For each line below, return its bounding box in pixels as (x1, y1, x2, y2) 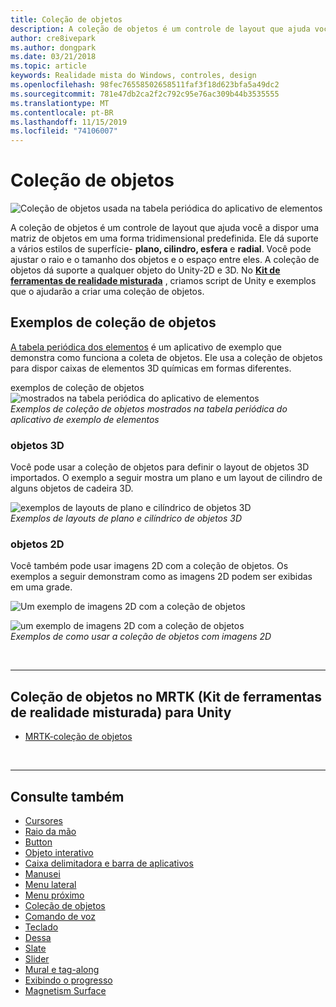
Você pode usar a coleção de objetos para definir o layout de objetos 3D (10, 461, 310, 473)
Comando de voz (24, 911, 96, 923)
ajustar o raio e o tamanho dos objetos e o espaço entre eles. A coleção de (10, 254, 320, 266)
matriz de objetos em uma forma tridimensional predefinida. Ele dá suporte (10, 232, 319, 245)
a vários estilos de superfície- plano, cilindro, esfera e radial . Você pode (10, 243, 312, 255)
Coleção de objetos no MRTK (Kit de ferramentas (10, 688, 323, 705)
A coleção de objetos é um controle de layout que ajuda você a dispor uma (10, 222, 320, 234)
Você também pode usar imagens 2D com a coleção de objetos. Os (10, 560, 289, 572)
